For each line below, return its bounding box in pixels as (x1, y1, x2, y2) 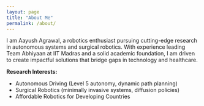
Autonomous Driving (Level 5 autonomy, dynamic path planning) (15, 80, 178, 87)
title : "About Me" (6, 15, 53, 21)
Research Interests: (6, 68, 58, 76)
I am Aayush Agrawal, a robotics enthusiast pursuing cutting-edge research (6, 37, 198, 44)
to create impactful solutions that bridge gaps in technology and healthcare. (6, 56, 198, 64)
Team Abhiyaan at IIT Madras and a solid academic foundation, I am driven (6, 50, 195, 57)
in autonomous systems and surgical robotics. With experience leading (6, 43, 186, 51)
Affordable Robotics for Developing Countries (15, 93, 130, 101)
